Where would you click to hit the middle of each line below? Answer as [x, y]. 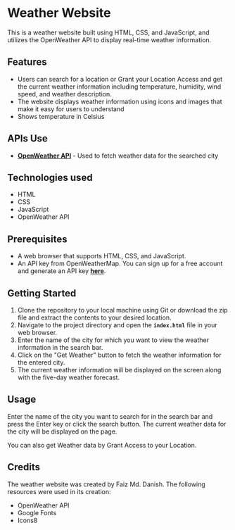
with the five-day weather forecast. [69, 377]
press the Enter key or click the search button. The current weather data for [117, 424]
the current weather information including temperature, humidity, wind [119, 87]
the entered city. [41, 362]
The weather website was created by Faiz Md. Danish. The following [106, 484]
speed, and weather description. [65, 94]
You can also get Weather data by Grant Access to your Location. [102, 445]
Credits [24, 467]
